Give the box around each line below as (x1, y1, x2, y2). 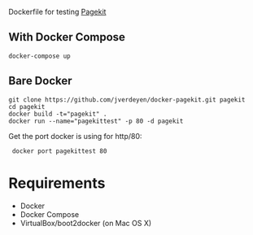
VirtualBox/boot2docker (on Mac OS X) (20, 218, 152, 228)
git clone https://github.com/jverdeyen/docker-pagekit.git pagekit (8, 95, 246, 104)
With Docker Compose (8, 30, 126, 44)
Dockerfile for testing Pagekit (8, 7, 107, 16)
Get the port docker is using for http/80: (8, 131, 142, 141)
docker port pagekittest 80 (11, 146, 107, 155)
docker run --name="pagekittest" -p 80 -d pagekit (8, 117, 184, 125)
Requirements (8, 174, 106, 192)
